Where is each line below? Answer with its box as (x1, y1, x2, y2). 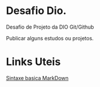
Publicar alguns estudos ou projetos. (6, 34, 94, 41)
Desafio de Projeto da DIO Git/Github (6, 23, 94, 30)
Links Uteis (6, 55, 61, 68)
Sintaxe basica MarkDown (6, 74, 69, 81)
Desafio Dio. (6, 4, 67, 18)
